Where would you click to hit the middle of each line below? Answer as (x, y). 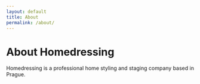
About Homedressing (60, 52)
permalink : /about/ (30, 22)
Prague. (16, 75)
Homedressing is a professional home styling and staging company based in (100, 68)
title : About (22, 17)
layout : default (26, 12)
